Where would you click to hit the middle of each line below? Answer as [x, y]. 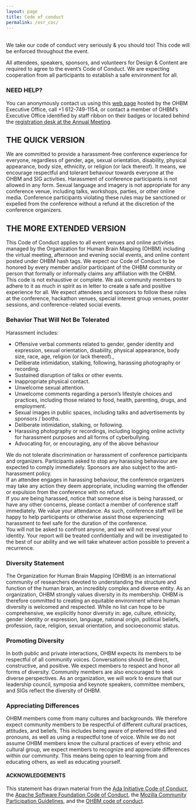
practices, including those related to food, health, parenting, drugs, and [100, 400]
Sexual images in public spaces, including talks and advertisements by [100, 412]
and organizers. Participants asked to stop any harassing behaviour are [92, 461]
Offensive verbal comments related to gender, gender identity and [94, 344]
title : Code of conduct [35, 17]
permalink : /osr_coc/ [32, 22]
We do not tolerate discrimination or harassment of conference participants [97, 454]
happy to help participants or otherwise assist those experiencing [85, 517]
